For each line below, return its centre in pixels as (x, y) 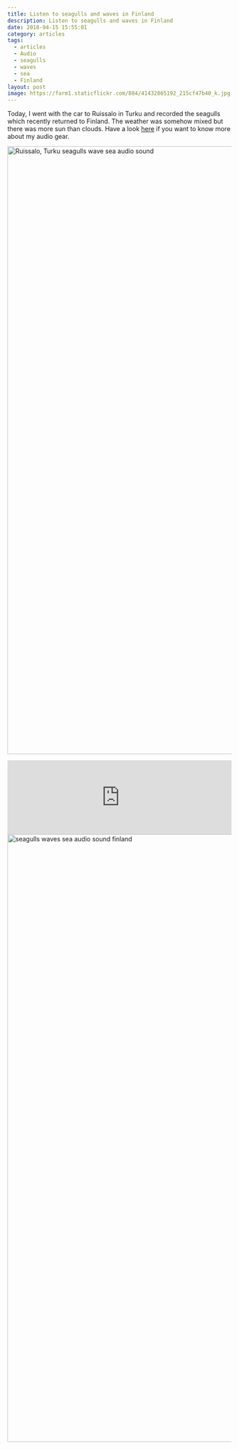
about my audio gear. (38, 137)
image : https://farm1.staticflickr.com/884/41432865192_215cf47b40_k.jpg (119, 93)
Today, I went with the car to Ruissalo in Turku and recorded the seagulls (114, 114)
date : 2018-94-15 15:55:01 (47, 27)
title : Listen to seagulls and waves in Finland (81, 14)
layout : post (27, 87)
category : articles (36, 34)
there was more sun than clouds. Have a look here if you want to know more (119, 129)
